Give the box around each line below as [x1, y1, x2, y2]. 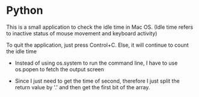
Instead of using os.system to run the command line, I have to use [14, 59, 178, 66]
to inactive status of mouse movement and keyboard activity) [6, 29, 158, 37]
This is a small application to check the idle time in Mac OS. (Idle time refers [6, 23, 194, 31]
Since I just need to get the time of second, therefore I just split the [14, 77, 180, 84]
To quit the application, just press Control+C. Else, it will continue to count [6, 41, 189, 48]
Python [6, 4, 43, 17]
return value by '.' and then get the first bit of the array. [14, 83, 150, 90]
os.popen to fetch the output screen [14, 65, 104, 72]
